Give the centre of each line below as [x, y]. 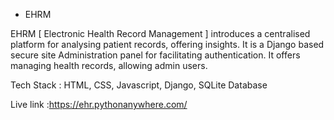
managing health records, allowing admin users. [109, 65]
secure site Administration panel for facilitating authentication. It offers [155, 55]
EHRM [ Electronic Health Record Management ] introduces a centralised [160, 33]
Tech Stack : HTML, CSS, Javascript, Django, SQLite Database [139, 85]
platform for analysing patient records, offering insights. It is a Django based [167, 44]
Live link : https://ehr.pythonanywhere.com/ [99, 104]
